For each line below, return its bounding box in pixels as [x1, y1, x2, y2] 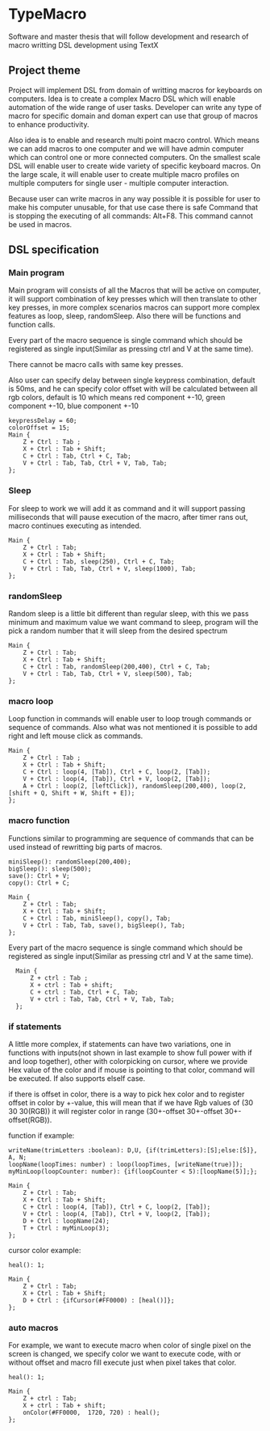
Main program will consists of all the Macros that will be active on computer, [8, 285, 261, 295]
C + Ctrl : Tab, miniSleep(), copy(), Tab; [23, 914, 172, 922]
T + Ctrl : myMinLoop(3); [23, 1224, 110, 1232]
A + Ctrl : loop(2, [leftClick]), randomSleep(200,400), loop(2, [23, 782, 247, 791]
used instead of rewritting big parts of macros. [8, 842, 163, 851]
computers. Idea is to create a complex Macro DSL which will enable [8, 94, 236, 103]
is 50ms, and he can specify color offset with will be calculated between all [8, 384, 258, 394]
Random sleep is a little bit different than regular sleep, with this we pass [8, 609, 249, 618]
